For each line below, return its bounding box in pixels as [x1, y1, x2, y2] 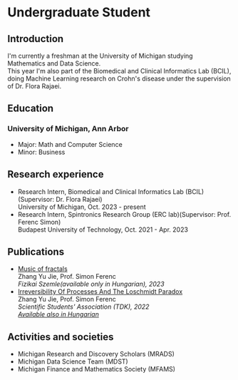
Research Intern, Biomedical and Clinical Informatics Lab [17, 187, 184, 196]
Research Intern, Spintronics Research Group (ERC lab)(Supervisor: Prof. [17, 210, 232, 218]
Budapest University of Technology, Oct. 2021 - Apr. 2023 [17, 225, 189, 234]
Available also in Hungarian [17, 310, 100, 319]
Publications [7, 245, 65, 257]
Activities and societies [7, 331, 114, 343]
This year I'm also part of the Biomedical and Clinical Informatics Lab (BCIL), [7, 67, 232, 75]
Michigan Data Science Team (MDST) [17, 357, 128, 366]
